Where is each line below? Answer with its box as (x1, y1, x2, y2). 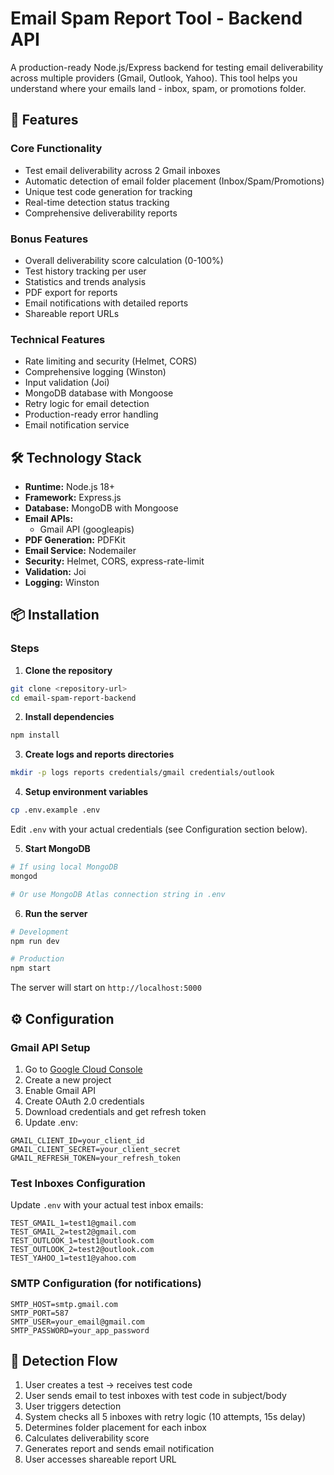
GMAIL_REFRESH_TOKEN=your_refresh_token (10, 1153, 182, 1163)
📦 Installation (10, 607, 100, 624)
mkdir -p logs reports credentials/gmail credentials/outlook (10, 768, 275, 778)
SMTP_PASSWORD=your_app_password (10, 1325, 150, 1336)
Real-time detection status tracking (24, 196, 170, 208)
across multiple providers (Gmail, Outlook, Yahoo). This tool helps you (10, 72, 298, 84)
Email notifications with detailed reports (24, 297, 189, 309)
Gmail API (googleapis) (39, 523, 135, 536)
